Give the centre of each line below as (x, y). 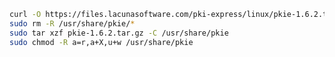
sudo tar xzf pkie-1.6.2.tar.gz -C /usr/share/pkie (119, 33)
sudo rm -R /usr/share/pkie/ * (72, 23)
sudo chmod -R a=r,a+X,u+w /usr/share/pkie (101, 42)
